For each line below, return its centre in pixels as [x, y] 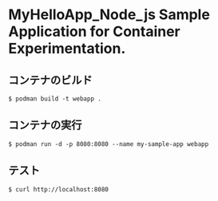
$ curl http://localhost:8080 [59, 189]
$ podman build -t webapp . [55, 99]
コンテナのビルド [50, 80]
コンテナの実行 [45, 125]
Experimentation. [67, 49]
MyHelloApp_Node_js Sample [109, 15]
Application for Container [95, 32]
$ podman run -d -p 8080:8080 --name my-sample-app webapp [109, 144]
